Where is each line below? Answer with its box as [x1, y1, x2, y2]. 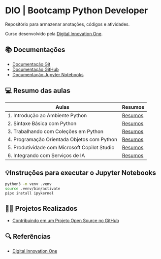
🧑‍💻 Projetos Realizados [5, 204, 78, 213]
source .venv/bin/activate [5, 186, 61, 192]
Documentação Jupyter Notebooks [12, 71, 84, 77]
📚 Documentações [5, 46, 65, 54]
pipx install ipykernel [5, 191, 54, 196]
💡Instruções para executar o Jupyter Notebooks [5, 168, 156, 177]
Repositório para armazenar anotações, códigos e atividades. [5, 21, 130, 27]
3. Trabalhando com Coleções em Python [7, 128, 103, 135]
